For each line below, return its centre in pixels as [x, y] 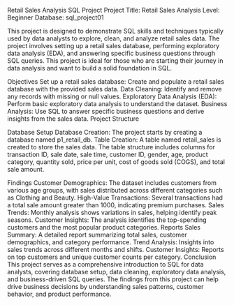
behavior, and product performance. [59, 294]
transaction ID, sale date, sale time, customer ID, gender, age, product [108, 154]
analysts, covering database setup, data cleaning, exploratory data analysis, [117, 272]
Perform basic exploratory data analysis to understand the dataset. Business [117, 104]
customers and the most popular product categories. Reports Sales [104, 227]
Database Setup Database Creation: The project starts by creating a [105, 132]
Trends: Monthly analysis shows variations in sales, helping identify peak [112, 213]
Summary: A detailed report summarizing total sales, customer [97, 235]
